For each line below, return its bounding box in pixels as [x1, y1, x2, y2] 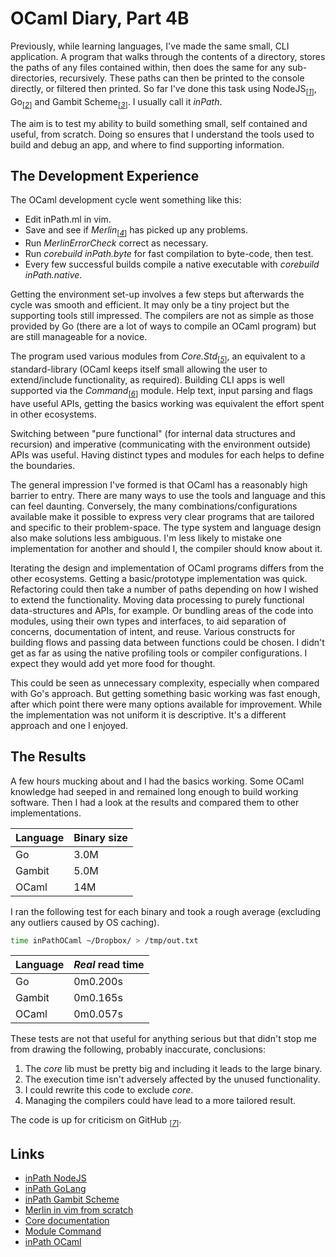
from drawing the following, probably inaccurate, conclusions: [10, 1043, 267, 1056]
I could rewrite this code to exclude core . [24, 1084, 194, 1096]
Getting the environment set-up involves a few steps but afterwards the [10, 288, 305, 301]
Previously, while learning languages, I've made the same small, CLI [10, 40, 290, 52]
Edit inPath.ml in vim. [24, 213, 112, 226]
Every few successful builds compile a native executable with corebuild [24, 258, 320, 271]
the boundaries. [10, 459, 76, 471]
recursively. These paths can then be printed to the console [59, 72, 305, 84]
